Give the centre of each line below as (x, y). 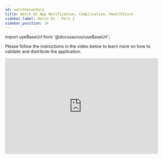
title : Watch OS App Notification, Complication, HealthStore (69, 14)
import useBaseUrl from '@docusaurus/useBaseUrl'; (57, 37)
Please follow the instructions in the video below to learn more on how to (78, 46)
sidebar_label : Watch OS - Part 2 (40, 18)
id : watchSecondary (25, 9)
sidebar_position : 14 (27, 23)
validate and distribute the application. (43, 52)
